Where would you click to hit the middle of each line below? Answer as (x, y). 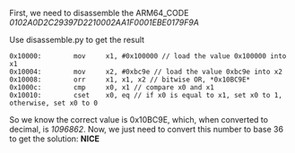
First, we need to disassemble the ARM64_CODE (99, 13)
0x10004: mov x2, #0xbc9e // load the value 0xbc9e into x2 (146, 72)
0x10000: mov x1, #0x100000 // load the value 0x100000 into (148, 56)
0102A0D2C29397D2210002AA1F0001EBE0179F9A (104, 22)
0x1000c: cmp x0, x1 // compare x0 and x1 (112, 88)
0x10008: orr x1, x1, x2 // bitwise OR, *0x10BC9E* (130, 80)
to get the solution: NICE (55, 139)
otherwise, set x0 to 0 (54, 103)
